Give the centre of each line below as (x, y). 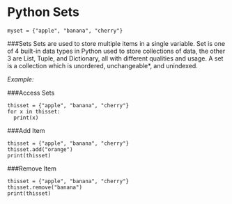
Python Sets (44, 12)
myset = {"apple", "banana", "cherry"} (65, 31)
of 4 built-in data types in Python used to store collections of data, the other (116, 51)
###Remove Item (32, 168)
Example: (21, 79)
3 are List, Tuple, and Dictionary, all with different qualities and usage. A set (115, 58)
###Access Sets (31, 93)
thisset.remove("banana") (45, 187)
